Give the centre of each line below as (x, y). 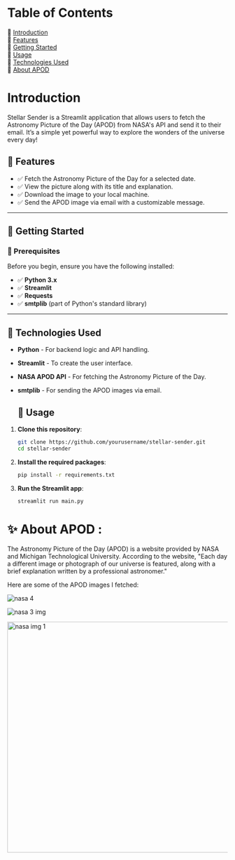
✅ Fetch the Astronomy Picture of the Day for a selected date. (106, 178)
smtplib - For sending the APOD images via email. (90, 390)
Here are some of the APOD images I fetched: (73, 585)
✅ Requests (35, 296)
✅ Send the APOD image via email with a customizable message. (111, 202)
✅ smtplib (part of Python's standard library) (82, 303)
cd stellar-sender (44, 449)
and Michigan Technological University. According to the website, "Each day (117, 557)
